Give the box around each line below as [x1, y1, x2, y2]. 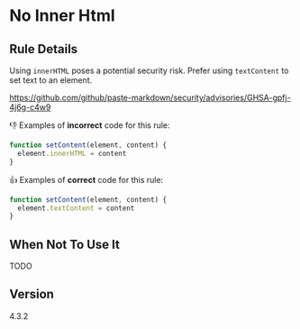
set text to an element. [9, 75, 93, 86]
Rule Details [9, 41, 78, 57]
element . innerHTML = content [17, 149, 127, 158]
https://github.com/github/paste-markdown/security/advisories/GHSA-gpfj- [9, 92, 291, 103]
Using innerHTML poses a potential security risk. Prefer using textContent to [9, 65, 289, 76]
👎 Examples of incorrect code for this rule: [9, 120, 170, 131]
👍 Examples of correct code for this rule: [9, 174, 164, 185]
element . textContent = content [17, 204, 135, 213]
